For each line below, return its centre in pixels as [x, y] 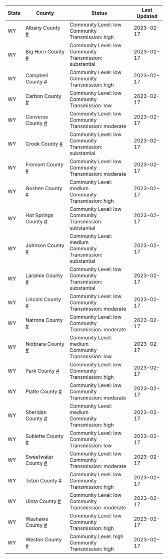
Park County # [42, 371]
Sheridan [36, 412]
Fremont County [44, 164]
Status [99, 13]
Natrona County [44, 320]
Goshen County [44, 188]
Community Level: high [96, 536]
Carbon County [43, 96]
